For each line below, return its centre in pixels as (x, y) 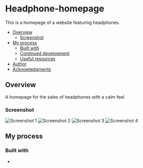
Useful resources (38, 58)
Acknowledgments (32, 69)
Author (19, 64)
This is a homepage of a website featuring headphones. (62, 22)
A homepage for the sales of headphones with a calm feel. (65, 97)
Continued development (45, 53)
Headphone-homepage (55, 9)
